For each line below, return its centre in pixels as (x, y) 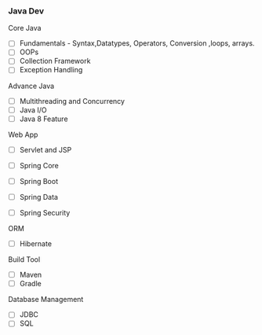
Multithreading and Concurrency (72, 101)
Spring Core (39, 165)
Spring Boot (39, 181)
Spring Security (45, 212)
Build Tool (24, 260)
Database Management (46, 300)
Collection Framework (55, 61)
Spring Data (39, 197)
